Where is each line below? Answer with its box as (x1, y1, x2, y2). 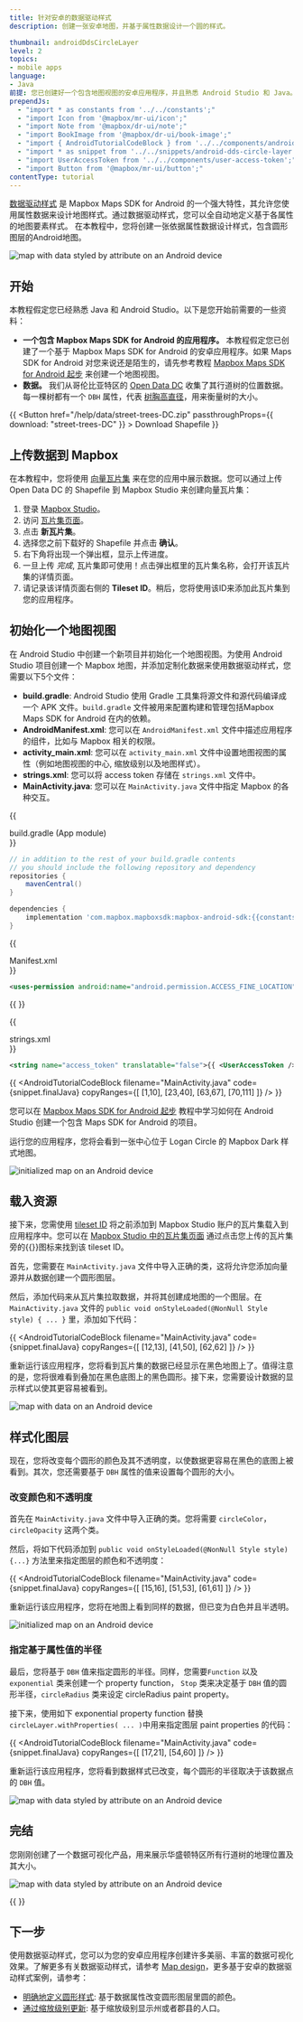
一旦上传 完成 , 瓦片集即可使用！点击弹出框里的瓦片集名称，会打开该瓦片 (22, 560, 290, 570)
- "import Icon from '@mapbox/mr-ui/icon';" (17, 114, 188, 123)
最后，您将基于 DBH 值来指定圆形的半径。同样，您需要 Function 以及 (9, 1666, 259, 1677)
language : (9, 71, 47, 81)
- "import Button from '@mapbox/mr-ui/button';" (17, 164, 204, 173)
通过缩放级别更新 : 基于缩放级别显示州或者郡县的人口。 (22, 2003, 225, 2014)
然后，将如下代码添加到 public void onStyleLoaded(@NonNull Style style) (9, 1544, 289, 1555)
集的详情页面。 (22, 571, 78, 582)
